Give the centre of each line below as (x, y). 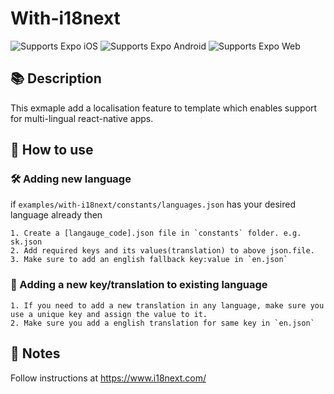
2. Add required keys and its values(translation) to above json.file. (162, 251)
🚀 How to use (52, 150)
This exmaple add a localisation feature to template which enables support (164, 108)
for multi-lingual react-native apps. (82, 118)
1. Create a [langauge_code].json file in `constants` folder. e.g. (156, 233)
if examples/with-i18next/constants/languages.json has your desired (153, 204)
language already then (56, 215)
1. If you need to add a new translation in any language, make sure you (167, 305)
